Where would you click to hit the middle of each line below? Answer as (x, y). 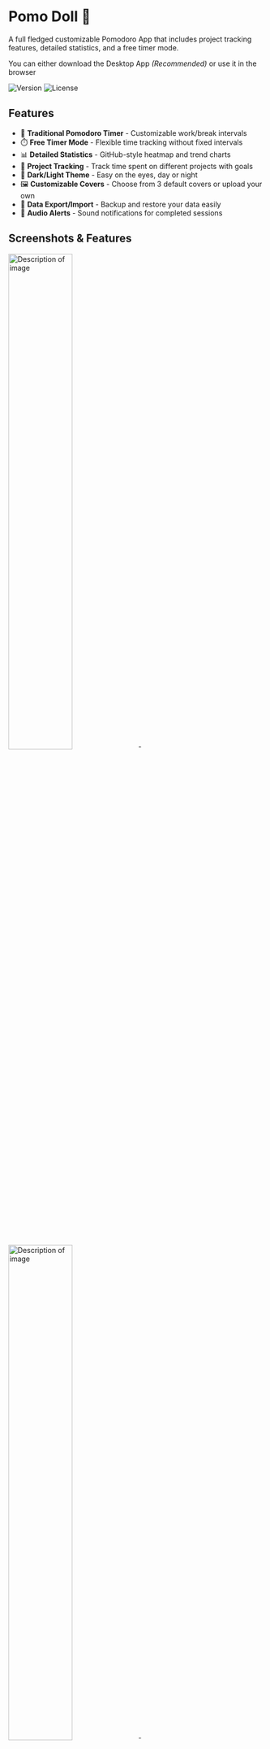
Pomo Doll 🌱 (50, 17)
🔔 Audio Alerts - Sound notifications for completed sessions (121, 213)
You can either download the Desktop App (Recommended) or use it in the (133, 63)
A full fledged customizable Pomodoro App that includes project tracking (130, 39)
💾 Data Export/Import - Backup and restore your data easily (120, 204)
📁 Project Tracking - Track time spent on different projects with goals (137, 166)
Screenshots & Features (70, 239)
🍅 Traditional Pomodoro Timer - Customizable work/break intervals (133, 133)
